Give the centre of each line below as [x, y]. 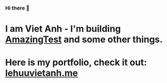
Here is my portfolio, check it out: [76, 63]
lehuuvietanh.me [41, 73]
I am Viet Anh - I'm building [63, 29]
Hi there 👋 [18, 8]
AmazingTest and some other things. [84, 39]
